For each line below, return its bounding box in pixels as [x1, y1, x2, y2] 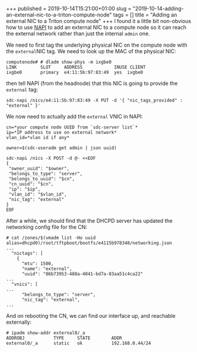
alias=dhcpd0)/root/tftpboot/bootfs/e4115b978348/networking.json [6, 240, 172, 246]
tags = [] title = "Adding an [113, 11, 178, 18]
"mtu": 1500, [21, 261, 54, 267]
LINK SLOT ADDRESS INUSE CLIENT [6, 64, 146, 70]
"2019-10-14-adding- [132, 5, 184, 12]
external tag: [6, 86, 38, 93]
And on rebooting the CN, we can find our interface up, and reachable [6, 312, 176, 319]
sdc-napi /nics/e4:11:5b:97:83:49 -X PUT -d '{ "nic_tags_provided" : [6, 97, 183, 103]
